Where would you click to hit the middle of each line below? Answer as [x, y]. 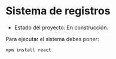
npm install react [28, 50]
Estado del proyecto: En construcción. [61, 27]
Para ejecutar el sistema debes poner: [52, 39]
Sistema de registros [58, 11]
